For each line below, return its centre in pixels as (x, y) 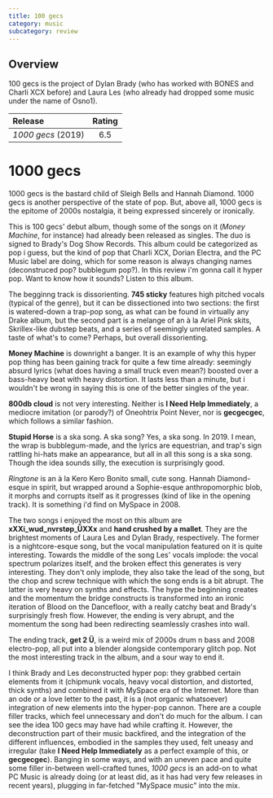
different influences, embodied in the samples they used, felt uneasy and (131, 743)
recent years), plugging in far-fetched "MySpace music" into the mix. (124, 786)
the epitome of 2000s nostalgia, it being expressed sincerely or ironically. (132, 211)
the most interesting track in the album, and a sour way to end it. (117, 657)
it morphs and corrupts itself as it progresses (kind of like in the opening (130, 496)
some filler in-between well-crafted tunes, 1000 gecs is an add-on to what (133, 768)
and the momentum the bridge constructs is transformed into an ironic (126, 598)
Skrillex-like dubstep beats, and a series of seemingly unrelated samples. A (134, 329)
